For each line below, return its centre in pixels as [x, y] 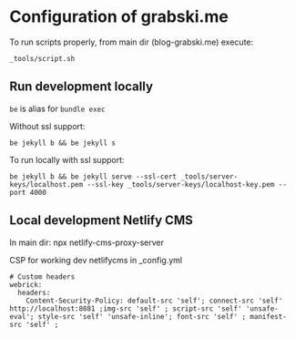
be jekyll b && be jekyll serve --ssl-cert [93, 176]
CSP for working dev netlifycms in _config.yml [96, 260]
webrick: [26, 284]
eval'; [22, 316]
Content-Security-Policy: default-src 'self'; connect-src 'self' [154, 301]
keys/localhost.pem [46, 184]
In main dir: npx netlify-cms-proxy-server [86, 242]
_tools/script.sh [42, 58]
